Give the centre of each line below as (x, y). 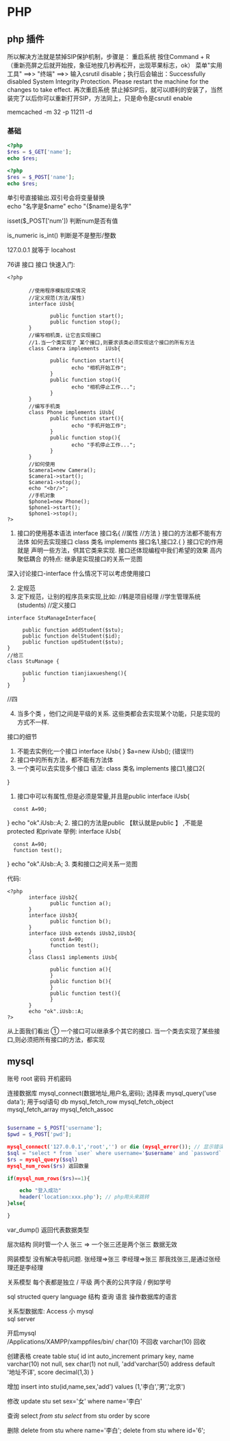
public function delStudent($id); (72, 636)
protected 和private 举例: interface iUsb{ (64, 831)
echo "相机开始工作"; (99, 367)
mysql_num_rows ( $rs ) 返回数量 (48, 1166)
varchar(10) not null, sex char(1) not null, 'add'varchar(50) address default (111, 1364)
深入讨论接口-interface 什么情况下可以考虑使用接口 (79, 573)
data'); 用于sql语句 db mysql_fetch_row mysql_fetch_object (90, 1102)
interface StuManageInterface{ (52, 618)
